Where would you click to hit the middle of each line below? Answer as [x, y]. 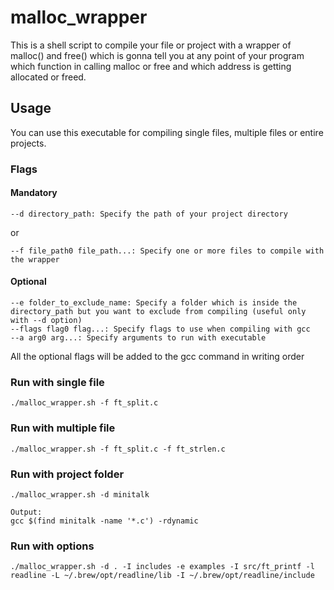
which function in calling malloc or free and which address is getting [151, 66]
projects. [28, 143]
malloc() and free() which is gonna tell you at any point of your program [157, 55]
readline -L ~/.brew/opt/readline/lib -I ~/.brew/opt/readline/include [162, 576]
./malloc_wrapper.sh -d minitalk [80, 494]
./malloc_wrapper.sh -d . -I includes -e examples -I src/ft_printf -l [162, 567]
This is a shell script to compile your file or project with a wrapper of [151, 45]
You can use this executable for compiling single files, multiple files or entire [167, 132]
